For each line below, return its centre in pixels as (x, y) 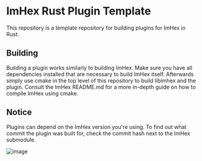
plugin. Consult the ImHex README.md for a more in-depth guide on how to (101, 87)
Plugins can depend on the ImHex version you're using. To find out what (96, 127)
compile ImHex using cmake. (42, 93)
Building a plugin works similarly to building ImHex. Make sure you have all (99, 68)
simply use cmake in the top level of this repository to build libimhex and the (101, 80)
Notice (19, 112)
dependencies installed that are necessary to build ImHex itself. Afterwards (100, 74)
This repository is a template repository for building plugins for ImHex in (96, 28)
